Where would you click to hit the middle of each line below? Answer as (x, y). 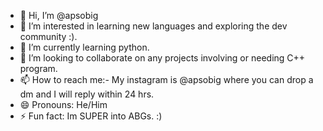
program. (38, 68)
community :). (48, 36)
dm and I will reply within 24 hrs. (87, 94)
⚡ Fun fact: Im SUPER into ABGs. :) (91, 116)
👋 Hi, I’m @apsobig (59, 15)
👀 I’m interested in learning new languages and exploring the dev (153, 26)
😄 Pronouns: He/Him (63, 104)
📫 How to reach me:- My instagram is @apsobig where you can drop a (166, 79)
